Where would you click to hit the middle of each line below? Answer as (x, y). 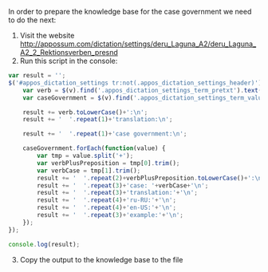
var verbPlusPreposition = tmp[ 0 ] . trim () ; (108, 163)
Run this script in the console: (69, 61)
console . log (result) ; (44, 244)
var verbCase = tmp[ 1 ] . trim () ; (89, 171)
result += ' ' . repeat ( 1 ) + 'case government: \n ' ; (105, 134)
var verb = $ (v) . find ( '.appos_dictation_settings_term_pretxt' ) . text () (144, 90)
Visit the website (47, 35)
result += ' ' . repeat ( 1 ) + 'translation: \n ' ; (98, 120)
